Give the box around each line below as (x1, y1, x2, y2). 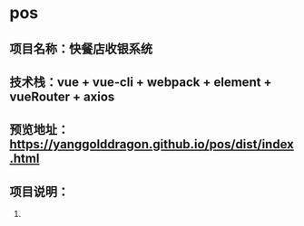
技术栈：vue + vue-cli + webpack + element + (9, 74, 272, 89)
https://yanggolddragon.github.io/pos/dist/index (9, 137, 295, 152)
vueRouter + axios (9, 89, 115, 104)
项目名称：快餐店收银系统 (9, 41, 152, 56)
